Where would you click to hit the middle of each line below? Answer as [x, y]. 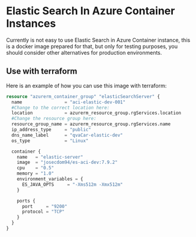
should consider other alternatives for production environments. [84, 52]
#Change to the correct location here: [61, 108]
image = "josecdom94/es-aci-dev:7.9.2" [67, 162]
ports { [26, 201]
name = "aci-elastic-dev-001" [69, 102]
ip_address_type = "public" [52, 129]
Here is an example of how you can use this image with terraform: [86, 86]
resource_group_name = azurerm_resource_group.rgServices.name [91, 124]
